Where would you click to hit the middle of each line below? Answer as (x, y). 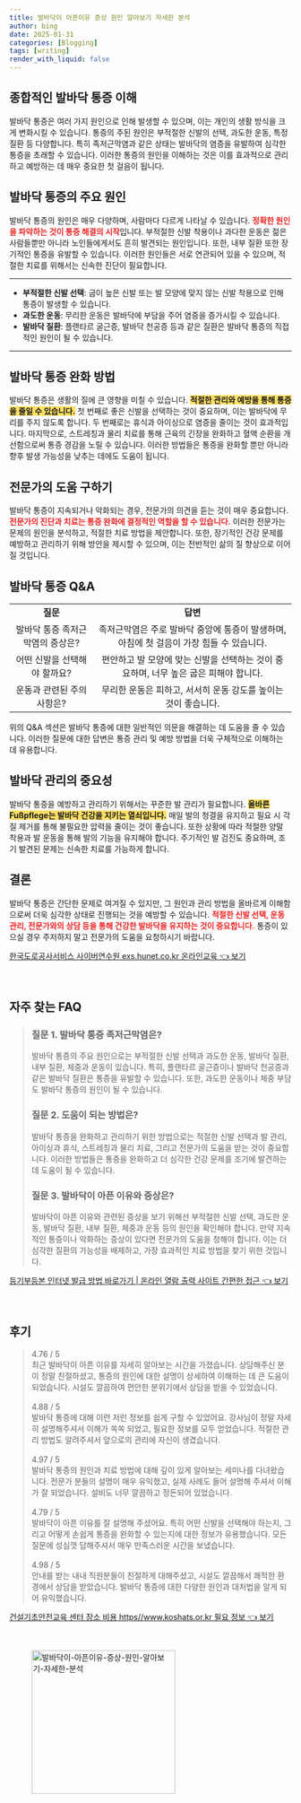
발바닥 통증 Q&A (52, 586)
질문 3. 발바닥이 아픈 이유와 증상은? (103, 1196)
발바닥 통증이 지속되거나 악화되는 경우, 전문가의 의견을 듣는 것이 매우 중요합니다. (149, 510)
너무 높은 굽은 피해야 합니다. (207, 674)
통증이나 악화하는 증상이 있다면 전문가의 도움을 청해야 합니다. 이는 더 (168, 1239)
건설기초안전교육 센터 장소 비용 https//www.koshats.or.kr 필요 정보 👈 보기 (142, 1616)
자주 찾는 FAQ (46, 1007)
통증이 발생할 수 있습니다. (67, 304)
